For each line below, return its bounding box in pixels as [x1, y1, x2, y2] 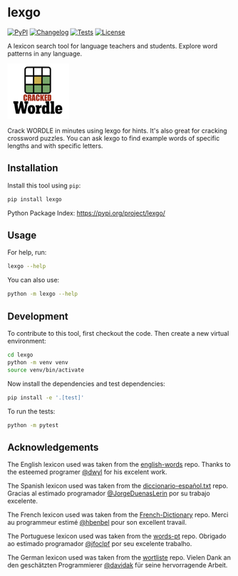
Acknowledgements [7, 441, 99, 453]
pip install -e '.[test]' [7, 394, 84, 401]
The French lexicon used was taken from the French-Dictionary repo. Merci [7, 510, 229, 519]
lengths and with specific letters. [7, 141, 103, 150]
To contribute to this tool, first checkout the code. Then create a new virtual [7, 329, 229, 337]
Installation [7, 162, 58, 175]
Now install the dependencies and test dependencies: [7, 379, 165, 388]
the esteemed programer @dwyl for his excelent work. [7, 468, 167, 476]
